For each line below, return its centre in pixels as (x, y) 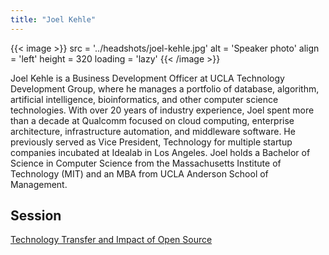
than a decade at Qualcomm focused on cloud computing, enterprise (152, 120)
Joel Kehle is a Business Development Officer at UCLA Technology (147, 78)
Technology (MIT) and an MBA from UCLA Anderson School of (139, 173)
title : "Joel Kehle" (53, 19)
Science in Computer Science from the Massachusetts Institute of (146, 163)
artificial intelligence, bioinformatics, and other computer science (144, 99)
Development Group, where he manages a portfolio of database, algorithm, (165, 88)
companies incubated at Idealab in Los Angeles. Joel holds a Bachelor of (160, 152)
